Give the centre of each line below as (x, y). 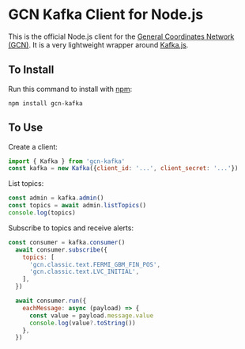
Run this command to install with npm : (70, 89)
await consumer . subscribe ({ (62, 250)
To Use (26, 128)
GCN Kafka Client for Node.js (106, 15)
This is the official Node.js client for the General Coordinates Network (121, 36)
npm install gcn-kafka (45, 103)
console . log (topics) (42, 213)
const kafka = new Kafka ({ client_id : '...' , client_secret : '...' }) (123, 169)
